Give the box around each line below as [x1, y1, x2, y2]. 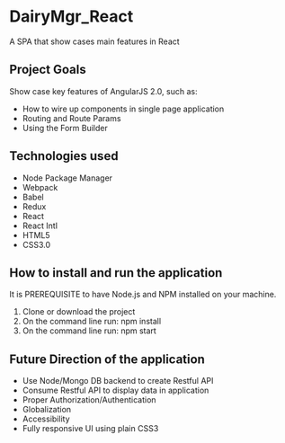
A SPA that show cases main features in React [9, 36, 180, 47]
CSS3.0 [22, 239, 51, 250]
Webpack [22, 182, 58, 192]
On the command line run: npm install [22, 316, 162, 327]
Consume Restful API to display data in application [22, 385, 209, 396]
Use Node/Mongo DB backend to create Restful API [22, 376, 214, 386]
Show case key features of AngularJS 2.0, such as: [9, 85, 198, 96]
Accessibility [22, 413, 70, 424]
